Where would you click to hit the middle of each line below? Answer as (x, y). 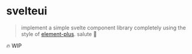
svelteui (27, 11)
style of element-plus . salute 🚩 (59, 34)
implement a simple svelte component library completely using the (104, 28)
